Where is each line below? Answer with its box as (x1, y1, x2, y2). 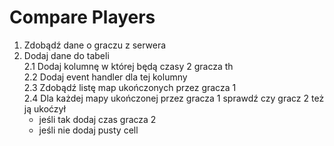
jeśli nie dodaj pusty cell (38, 124, 139, 136)
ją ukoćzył (23, 102, 66, 115)
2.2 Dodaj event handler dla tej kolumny (23, 71, 188, 83)
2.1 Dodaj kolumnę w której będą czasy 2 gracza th (23, 60, 234, 72)
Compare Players (9, 6, 156, 29)
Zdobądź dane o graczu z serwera (23, 39, 167, 51)
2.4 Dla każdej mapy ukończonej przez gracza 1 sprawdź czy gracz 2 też (23, 92, 325, 104)
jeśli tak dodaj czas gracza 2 (38, 113, 157, 125)
